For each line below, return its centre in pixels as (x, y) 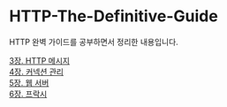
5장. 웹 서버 (29, 82)
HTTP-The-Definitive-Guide (113, 16)
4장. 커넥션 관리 (37, 72)
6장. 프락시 (28, 94)
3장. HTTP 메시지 (40, 60)
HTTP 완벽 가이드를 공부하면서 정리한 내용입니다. (94, 42)
